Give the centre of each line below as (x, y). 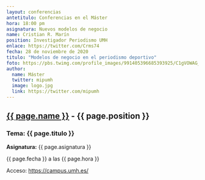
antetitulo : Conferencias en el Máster (57, 18)
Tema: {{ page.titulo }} (41, 134)
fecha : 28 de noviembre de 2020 (47, 52)
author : (16, 69)
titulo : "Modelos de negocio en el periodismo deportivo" (81, 57)
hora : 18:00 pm (26, 23)
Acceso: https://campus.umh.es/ (48, 170)
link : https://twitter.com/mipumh (56, 92)
